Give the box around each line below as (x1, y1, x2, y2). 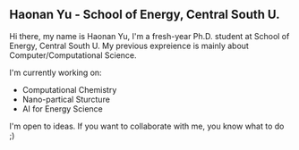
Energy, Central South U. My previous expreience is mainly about (9, 40, 249, 51)
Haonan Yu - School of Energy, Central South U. (9, 7, 280, 22)
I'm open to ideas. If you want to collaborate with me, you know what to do (9, 121, 285, 131)
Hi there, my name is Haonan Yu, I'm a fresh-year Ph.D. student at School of (9, 30, 290, 41)
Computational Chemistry (21, 84, 117, 95)
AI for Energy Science (21, 103, 103, 114)
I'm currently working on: (9, 67, 102, 78)
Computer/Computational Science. (9, 49, 137, 61)
